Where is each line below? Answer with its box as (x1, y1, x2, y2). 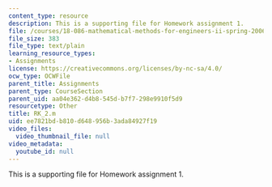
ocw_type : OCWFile (8, 72, 70, 80)
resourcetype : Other (8, 102, 79, 110)
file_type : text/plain (8, 42, 85, 50)
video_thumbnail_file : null (15, 132, 111, 140)
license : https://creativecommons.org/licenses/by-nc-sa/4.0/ (8, 65, 223, 73)
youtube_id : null (15, 147, 74, 155)
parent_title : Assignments (8, 79, 100, 87)
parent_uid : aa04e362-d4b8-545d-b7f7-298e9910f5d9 (8, 95, 183, 103)
